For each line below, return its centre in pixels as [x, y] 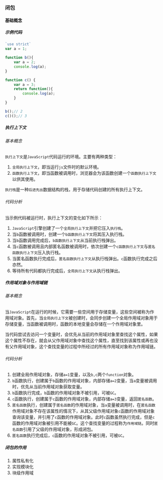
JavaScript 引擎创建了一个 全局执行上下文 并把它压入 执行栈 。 [69, 228]
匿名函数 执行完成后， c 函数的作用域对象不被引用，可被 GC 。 [69, 435]
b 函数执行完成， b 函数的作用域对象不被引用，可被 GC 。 [65, 393]
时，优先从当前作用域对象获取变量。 [48, 387]
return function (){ [33, 89]
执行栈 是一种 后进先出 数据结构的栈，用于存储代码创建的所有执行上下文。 [75, 190]
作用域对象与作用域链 [26, 283]
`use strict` [18, 44]
